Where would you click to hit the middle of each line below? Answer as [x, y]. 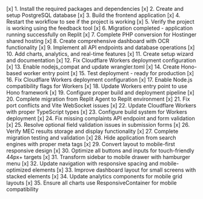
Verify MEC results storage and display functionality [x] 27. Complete [92, 131]
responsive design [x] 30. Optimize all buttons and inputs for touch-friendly [100, 150]
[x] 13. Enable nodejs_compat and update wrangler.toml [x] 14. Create [93, 67]
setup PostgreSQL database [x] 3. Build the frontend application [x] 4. [93, 15]
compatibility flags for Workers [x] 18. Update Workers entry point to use [97, 86]
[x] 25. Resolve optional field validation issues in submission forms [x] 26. [98, 125]
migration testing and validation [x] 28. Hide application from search [91, 138]
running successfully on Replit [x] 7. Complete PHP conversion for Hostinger [101, 35]
